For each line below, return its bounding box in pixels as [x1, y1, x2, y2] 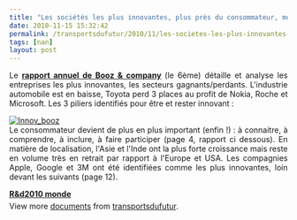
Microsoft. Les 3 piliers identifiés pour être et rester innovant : [9, 98, 234, 109]
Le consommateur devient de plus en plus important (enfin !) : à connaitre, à [9, 125, 288, 135]
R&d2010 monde [9, 189, 72, 200]
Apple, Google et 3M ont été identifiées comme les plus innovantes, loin [9, 163, 288, 173]
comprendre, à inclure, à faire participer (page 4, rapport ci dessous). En [9, 134, 288, 145]
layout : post [9, 46, 57, 55]
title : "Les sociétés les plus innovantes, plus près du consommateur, [9, 12, 278, 22]
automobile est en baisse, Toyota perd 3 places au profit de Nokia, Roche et [9, 89, 288, 100]
